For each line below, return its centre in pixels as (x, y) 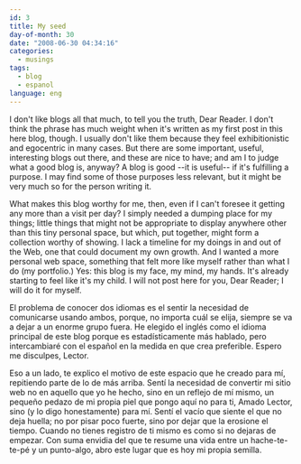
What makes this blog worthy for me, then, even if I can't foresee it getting (147, 203)
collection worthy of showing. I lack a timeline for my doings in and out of (146, 242)
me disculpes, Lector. (49, 355)
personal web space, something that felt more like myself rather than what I (150, 261)
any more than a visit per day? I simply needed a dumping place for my (141, 213)
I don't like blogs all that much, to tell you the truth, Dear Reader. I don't (141, 119)
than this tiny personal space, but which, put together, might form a (134, 232)
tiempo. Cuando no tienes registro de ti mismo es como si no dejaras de (143, 431)
